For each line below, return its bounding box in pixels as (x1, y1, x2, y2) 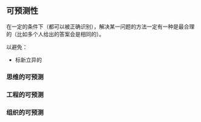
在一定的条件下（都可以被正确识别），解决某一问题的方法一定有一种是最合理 (6, 23, 195, 30)
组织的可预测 (6, 108, 44, 117)
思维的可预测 (6, 72, 44, 81)
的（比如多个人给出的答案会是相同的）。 (6, 30, 105, 37)
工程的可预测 (6, 90, 44, 98)
